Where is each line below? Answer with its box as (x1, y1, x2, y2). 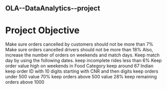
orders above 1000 (5, 79, 45, 85)
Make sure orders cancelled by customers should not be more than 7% (5, 41, 153, 47)
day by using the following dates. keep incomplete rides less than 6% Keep (5, 57, 162, 64)
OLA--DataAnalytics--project (5, 4, 100, 13)
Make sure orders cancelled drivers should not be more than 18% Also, (5, 47, 153, 53)
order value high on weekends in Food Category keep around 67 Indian (5, 63, 153, 69)
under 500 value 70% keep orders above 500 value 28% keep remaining (5, 74, 157, 80)
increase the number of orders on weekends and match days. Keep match (5, 52, 160, 58)
